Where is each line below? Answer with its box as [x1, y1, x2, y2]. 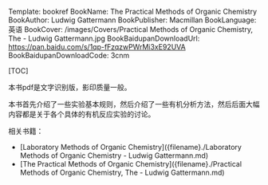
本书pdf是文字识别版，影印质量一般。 [8, 83, 132, 92]
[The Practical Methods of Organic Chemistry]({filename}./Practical [19, 159, 242, 168]
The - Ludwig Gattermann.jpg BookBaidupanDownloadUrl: [8, 33, 200, 43]
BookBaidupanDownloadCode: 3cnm [8, 51, 130, 60]
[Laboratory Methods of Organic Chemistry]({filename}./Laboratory [19, 143, 242, 152]
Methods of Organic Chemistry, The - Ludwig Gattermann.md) [19, 167, 225, 177]
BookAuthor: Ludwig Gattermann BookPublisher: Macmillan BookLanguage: [8, 15, 257, 25]
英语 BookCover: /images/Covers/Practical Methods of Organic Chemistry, [8, 25, 254, 34]
